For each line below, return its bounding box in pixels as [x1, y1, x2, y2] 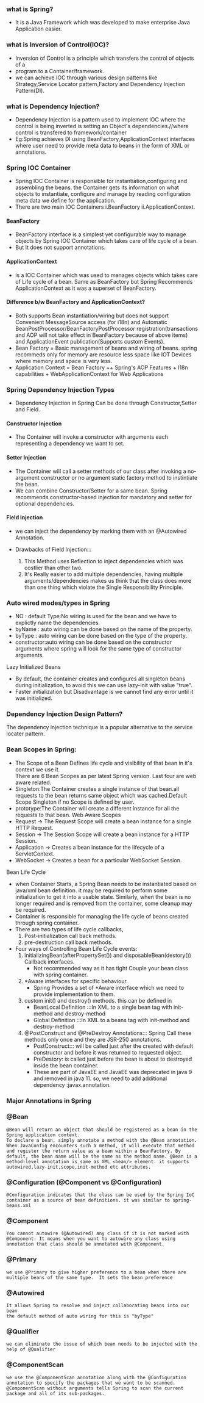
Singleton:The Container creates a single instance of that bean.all [15, 785, 180, 792]
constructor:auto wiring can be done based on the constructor [15, 638, 172, 646]
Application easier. [15, 25, 62, 32]
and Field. [15, 406, 41, 413]
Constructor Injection [6, 420, 62, 427]
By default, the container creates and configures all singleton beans [15, 675, 186, 682]
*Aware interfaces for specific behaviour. [24, 977, 128, 984]
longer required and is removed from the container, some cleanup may [15, 900, 192, 907]
